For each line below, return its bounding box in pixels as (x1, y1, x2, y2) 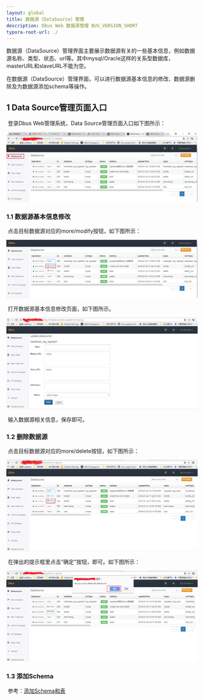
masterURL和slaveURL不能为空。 (6, 63, 90, 70)
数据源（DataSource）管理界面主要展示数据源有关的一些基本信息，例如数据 (6, 47, 195, 55)
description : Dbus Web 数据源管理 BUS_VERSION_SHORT (6, 22, 138, 29)
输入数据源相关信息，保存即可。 (7, 416, 88, 423)
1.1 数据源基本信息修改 (6, 212, 71, 221)
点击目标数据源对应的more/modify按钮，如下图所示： (7, 228, 141, 235)
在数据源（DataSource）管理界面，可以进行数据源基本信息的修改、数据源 (6, 75, 190, 83)
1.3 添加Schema (6, 672, 53, 681)
